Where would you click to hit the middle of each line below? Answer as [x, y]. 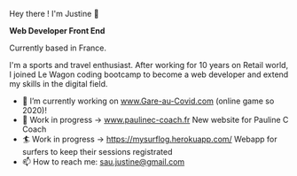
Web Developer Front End [57, 31]
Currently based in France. [58, 48]
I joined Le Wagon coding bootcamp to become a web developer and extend [149, 74]
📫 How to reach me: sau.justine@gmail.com [103, 162]
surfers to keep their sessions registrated [97, 152]
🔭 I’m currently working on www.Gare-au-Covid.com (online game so [148, 101]
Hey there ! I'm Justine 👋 [54, 14]
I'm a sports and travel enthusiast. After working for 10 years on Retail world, [149, 65]
